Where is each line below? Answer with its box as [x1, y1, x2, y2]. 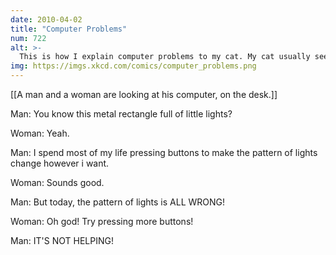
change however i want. [10, 157, 110, 169]
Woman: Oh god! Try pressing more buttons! [10, 216, 194, 227]
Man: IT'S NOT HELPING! [10, 235, 114, 246]
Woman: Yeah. [10, 127, 70, 139]
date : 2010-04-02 [10, 14, 83, 25]
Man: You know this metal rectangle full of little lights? [10, 108, 233, 120]
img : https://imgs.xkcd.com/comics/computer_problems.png [10, 61, 257, 71]
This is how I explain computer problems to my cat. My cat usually [19, 52, 311, 62]
